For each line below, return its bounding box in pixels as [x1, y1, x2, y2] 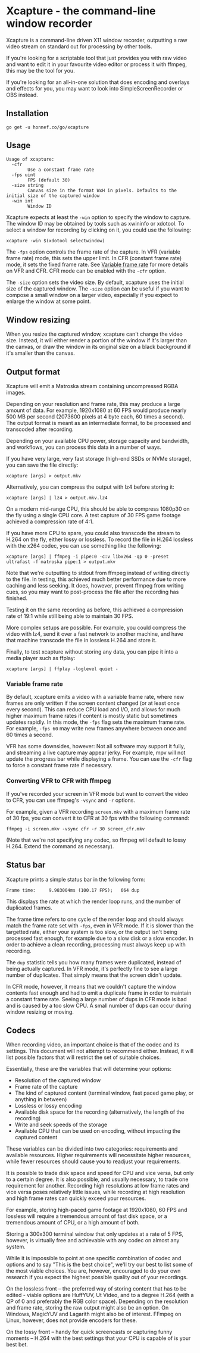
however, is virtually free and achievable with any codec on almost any [6, 1237, 180, 1244]
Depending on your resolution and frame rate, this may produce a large [6, 401, 180, 408]
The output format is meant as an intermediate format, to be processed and [6, 420, 192, 427]
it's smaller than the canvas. [6, 349, 76, 357]
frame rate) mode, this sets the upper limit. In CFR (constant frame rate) [6, 254, 182, 261]
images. [6, 389, 26, 396]
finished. [6, 595, 28, 602]
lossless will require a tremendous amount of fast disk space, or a [6, 1213, 168, 1220]
